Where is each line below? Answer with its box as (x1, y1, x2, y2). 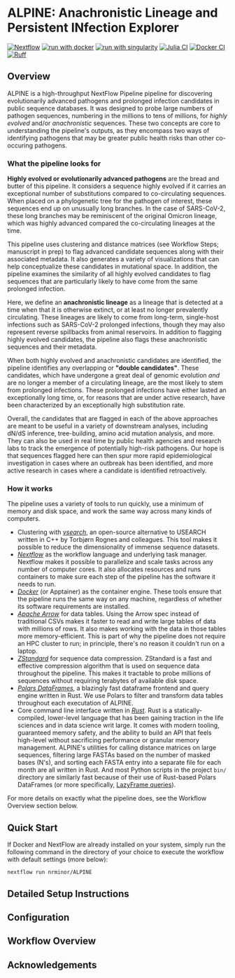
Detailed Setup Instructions (7, 888, 129, 900)
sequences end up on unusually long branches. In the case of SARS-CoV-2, (7, 204, 226, 213)
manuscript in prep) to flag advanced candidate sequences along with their (7, 247, 224, 256)
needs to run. (17, 580, 56, 589)
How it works (7, 484, 53, 494)
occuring (7, 141, 34, 150)
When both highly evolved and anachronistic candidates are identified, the (7, 357, 222, 365)
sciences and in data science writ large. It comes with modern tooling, (17, 721, 220, 730)
